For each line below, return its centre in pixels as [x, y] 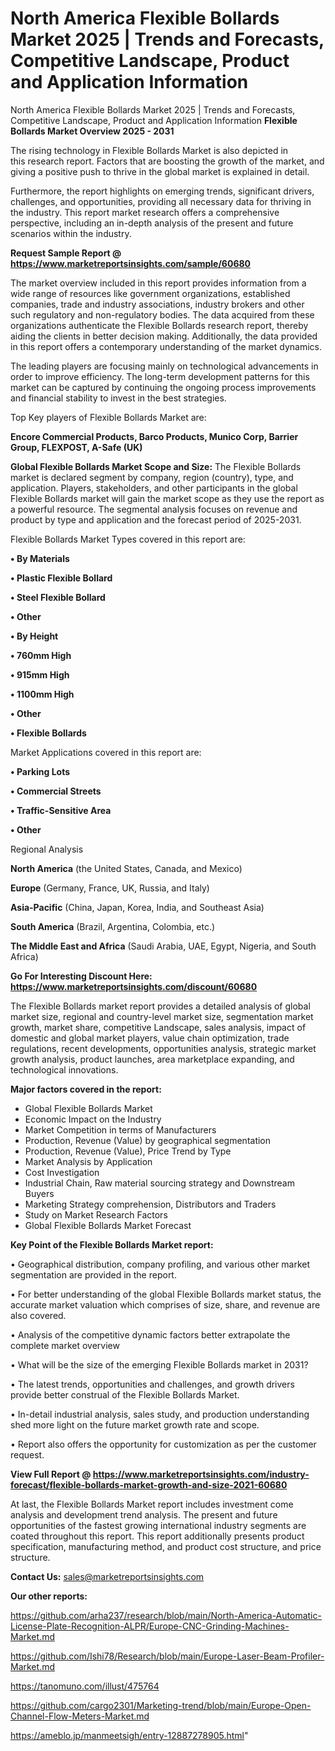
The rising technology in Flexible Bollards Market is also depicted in [149, 150]
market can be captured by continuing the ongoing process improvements [163, 387]
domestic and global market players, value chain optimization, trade [150, 1038]
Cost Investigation [62, 1172]
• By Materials [40, 558]
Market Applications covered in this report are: [106, 752]
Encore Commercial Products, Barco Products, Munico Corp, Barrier [154, 436]
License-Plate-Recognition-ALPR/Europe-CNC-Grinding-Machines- [150, 1626]
